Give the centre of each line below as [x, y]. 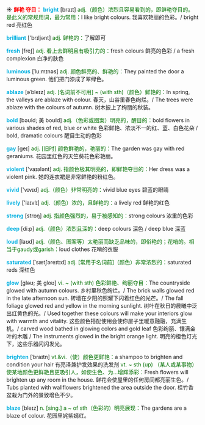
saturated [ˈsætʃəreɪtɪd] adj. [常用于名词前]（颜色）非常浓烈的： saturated [99, 262]
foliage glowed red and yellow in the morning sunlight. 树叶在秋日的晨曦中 [99, 306]
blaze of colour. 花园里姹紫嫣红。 [48, 416]
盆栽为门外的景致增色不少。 [41, 395]
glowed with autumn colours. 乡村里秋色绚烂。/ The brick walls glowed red [100, 290]
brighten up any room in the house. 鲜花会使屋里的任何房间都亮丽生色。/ [98, 380]
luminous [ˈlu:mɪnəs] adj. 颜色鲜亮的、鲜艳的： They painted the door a [95, 71]
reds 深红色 [21, 270]
